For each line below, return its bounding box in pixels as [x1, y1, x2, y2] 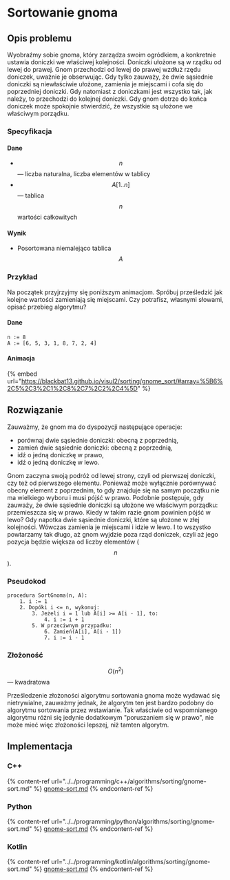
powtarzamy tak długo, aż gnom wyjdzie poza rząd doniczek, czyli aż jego [7, 530, 218, 538]
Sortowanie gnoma [7, 5, 118, 21]
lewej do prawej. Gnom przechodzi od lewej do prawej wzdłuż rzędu [7, 66, 201, 73]
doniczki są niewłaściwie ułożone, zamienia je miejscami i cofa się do [7, 80, 204, 88]
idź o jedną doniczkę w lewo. [17, 458, 100, 466]
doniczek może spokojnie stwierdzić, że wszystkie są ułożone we [7, 102, 193, 110]
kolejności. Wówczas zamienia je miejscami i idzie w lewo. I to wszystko [7, 523, 211, 531]
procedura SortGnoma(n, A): [7, 592, 88, 599]
